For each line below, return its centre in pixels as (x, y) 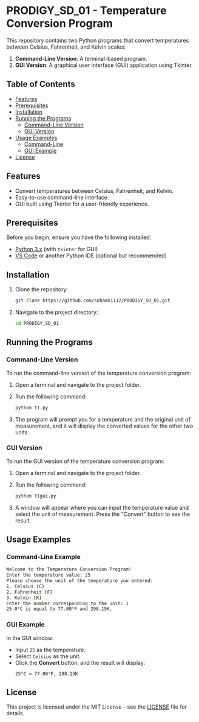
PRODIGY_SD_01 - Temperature (86, 11)
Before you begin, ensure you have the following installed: (79, 237)
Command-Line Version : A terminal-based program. (81, 58)
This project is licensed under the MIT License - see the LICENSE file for (96, 707)
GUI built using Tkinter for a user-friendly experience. (82, 204)
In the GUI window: (30, 638)
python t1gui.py (35, 496)
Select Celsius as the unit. (48, 656)
